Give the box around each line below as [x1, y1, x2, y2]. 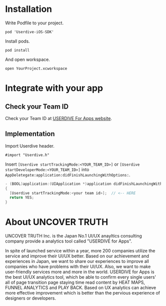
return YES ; [9, 195, 35, 200]
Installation [5, 3, 52, 15]
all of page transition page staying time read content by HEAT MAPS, [5, 279, 145, 286]
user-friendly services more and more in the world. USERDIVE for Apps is [5, 269, 155, 275]
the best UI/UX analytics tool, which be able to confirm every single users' [5, 274, 157, 280]
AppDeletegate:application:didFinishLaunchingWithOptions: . [5, 172, 130, 178]
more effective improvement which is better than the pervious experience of [5, 290, 161, 296]
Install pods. [5, 38, 30, 44]
